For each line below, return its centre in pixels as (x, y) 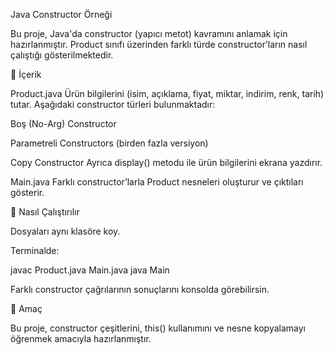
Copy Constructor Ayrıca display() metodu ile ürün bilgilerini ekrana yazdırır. (166, 162)
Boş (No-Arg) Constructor (63, 123)
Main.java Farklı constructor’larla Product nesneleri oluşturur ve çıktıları (157, 182)
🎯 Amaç (26, 308)
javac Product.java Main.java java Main (90, 270)
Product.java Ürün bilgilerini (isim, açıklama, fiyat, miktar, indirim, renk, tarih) (167, 93)
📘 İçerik (26, 74)
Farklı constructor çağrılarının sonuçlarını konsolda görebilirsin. (140, 289)
